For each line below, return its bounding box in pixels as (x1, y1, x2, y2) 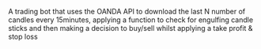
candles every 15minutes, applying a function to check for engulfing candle (8, 15, 254, 24)
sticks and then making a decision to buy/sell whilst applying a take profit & (8, 24, 253, 32)
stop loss (8, 32, 38, 41)
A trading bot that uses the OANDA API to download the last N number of (8, 7, 246, 16)
